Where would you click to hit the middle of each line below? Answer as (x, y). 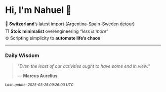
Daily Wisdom (22, 55)
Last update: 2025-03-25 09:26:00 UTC (39, 85)
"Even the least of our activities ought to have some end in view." (83, 66)
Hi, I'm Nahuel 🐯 (38, 10)
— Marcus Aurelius (37, 76)
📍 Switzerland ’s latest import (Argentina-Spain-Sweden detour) (70, 24)
